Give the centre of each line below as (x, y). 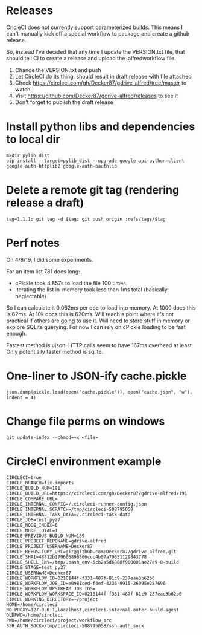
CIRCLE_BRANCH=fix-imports (40, 483)
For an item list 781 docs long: (43, 271)
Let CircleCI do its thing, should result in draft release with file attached (103, 76)
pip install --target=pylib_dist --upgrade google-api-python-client (96, 161)
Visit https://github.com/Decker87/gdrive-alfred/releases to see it (96, 96)
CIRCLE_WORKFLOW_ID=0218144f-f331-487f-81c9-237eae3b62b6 (80, 578)
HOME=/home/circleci (32, 604)
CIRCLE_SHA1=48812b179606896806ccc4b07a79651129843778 (77, 557)
